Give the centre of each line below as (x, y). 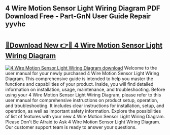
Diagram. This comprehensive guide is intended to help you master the (79, 79)
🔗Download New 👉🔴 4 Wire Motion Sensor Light (84, 45)
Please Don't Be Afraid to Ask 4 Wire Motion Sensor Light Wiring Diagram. (83, 122)
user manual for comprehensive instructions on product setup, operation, (82, 100)
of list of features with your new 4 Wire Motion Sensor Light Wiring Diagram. (85, 116)
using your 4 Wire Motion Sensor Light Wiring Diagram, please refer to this (83, 95)
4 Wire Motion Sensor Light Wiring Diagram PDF (83, 8)
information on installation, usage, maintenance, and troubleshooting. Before (85, 89)
